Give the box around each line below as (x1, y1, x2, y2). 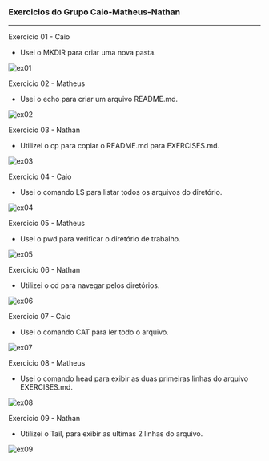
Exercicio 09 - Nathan (8, 414, 81, 423)
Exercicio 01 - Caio (8, 32, 70, 42)
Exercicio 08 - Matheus (8, 358, 86, 368)
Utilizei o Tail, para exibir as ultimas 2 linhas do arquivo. (19, 429, 203, 439)
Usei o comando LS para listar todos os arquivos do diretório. (19, 188, 223, 197)
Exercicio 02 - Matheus (8, 79, 86, 88)
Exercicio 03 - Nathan (8, 125, 81, 135)
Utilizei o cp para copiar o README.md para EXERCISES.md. (19, 141, 220, 151)
